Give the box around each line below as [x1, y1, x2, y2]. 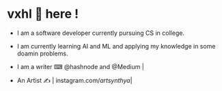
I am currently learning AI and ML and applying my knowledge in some [16, 42, 216, 50]
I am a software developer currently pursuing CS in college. [16, 29, 184, 37]
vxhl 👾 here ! [7, 6, 79, 22]
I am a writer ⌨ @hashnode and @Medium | [16, 62, 145, 70]
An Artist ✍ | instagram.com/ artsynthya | [16, 76, 133, 84]
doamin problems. [16, 49, 68, 57]
